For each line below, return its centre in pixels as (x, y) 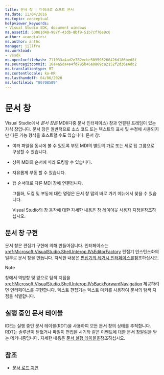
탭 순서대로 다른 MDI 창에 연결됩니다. (47, 183)
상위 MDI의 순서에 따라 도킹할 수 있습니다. (52, 162)
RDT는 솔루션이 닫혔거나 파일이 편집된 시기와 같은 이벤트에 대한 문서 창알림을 (79, 332)
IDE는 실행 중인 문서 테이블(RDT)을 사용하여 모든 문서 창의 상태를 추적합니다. (78, 326)
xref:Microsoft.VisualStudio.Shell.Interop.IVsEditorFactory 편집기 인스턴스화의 (82, 252)
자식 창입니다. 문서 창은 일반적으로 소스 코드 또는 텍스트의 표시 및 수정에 (73, 129)
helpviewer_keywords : (27, 23)
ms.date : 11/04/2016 (26, 14)
